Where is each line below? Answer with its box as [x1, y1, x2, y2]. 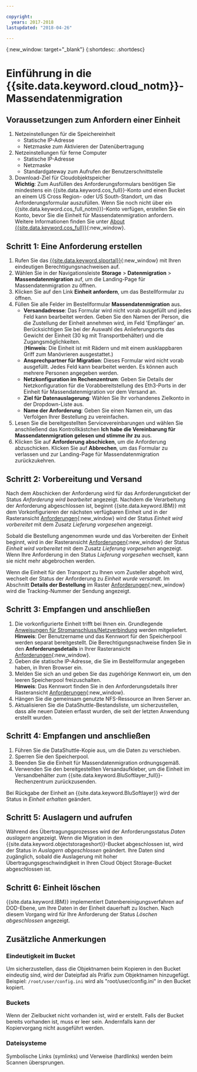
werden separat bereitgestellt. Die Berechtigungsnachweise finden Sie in [14, 639, 192, 646]
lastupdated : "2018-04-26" [6, 25, 72, 31]
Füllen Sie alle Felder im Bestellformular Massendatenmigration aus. [14, 301, 182, 308]
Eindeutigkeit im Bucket [6, 951, 75, 960]
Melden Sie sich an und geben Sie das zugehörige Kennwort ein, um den [14, 670, 191, 677]
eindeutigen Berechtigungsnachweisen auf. [14, 263, 120, 271]
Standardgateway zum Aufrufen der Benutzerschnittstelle [23, 168, 163, 175]
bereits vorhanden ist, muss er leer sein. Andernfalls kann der [6, 1018, 156, 1026]
